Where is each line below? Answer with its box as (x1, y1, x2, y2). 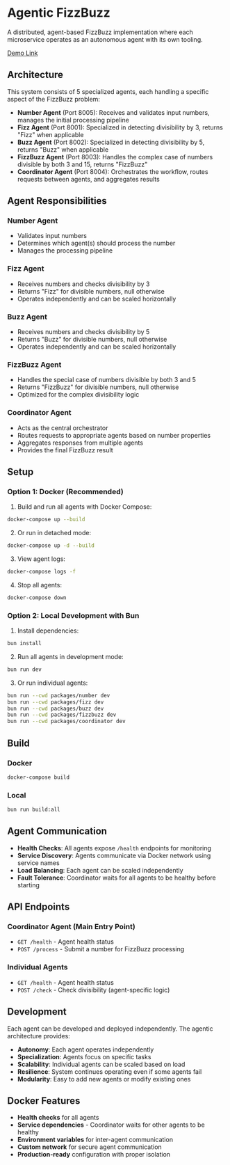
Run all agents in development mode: (17, 652, 124, 660)
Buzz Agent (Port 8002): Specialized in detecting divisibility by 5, (17, 138, 205, 146)
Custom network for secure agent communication (17, 1143, 162, 1151)
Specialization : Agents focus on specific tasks (17, 1052, 151, 1061)
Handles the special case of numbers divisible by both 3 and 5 (17, 376, 197, 384)
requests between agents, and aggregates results (17, 175, 160, 183)
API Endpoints (7, 901, 70, 913)
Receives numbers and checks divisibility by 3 (17, 280, 150, 288)
